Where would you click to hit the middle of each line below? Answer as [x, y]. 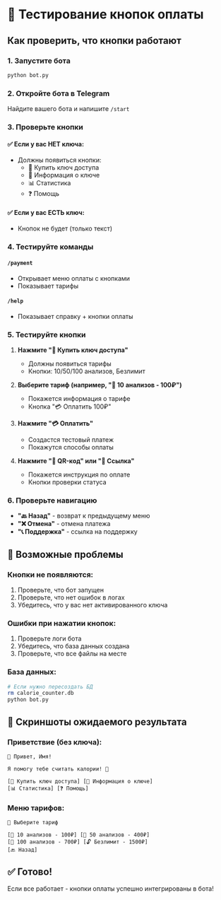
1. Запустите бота [39, 61]
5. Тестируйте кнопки [47, 334]
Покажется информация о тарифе [79, 398]
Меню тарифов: [36, 807]
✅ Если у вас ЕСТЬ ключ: [46, 212]
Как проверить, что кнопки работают [94, 41]
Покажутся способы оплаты [71, 447]
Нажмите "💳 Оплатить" [55, 423]
